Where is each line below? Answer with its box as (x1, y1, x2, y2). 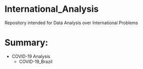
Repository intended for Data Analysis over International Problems (4, 20, 138, 26)
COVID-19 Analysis (11, 53, 50, 59)
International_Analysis (4, 3, 99, 15)
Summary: (4, 37, 49, 48)
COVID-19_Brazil (19, 58, 53, 65)
